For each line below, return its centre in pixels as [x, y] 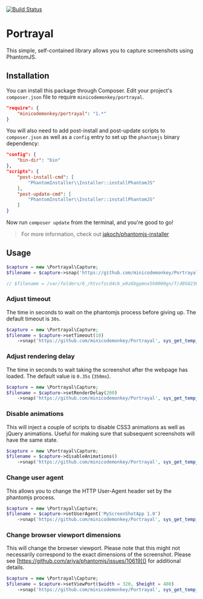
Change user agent [35, 478]
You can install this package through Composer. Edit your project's [89, 90]
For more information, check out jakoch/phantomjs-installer [95, 234]
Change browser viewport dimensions [64, 535]
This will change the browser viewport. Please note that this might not [93, 548]
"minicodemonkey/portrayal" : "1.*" [62, 114]
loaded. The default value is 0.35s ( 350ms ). [59, 376]
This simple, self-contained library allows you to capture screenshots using [100, 50]
